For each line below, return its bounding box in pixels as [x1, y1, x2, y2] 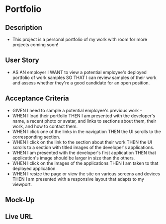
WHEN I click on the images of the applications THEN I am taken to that [12, 160, 159, 166]
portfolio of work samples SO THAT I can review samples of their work [12, 75, 157, 80]
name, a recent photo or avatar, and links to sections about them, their [12, 118, 157, 124]
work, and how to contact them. [12, 123, 78, 129]
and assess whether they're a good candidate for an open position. [12, 79, 150, 85]
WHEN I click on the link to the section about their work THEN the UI [12, 139, 153, 145]
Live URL [5, 213, 33, 221]
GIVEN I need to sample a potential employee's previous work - [12, 107, 143, 113]
